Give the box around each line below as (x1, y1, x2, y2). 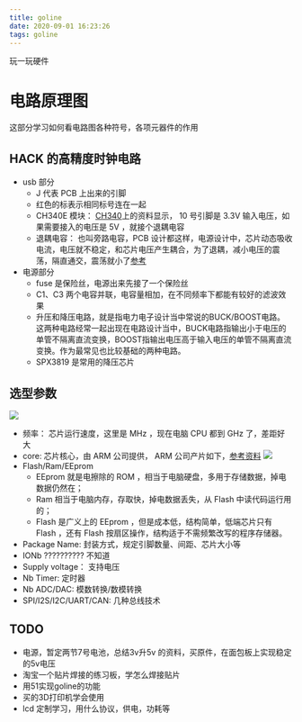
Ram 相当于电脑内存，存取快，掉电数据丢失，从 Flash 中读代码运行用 (35, 493, 292, 504)
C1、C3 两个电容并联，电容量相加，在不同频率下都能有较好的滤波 (35, 289, 279, 300)
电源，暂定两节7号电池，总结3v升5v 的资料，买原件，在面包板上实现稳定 (22, 646, 292, 657)
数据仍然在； (35, 483, 84, 493)
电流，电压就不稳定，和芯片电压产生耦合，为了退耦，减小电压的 (35, 244, 272, 255)
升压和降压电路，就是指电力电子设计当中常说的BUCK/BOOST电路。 (35, 311, 286, 322)
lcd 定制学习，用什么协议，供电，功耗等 (22, 703, 171, 714)
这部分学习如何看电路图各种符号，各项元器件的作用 (9, 122, 199, 133)
